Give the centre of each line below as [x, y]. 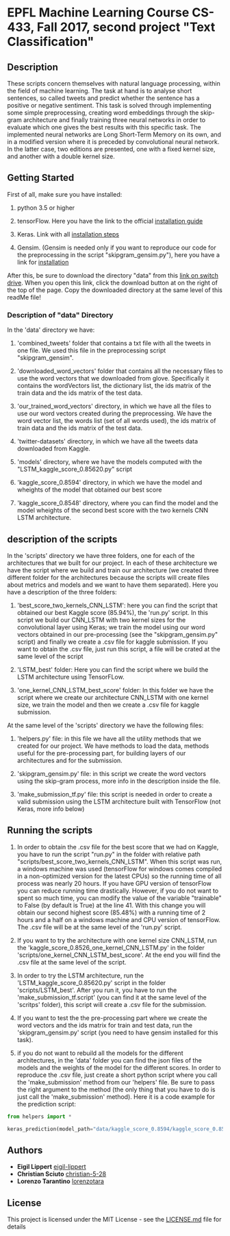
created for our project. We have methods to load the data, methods [113, 746]
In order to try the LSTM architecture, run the [80, 976]
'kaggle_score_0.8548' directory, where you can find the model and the [118, 503]
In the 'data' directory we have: [51, 330]
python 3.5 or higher [46, 208]
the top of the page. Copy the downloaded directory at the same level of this [115, 290]
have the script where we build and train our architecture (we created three [113, 570]
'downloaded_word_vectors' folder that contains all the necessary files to [120, 371]
